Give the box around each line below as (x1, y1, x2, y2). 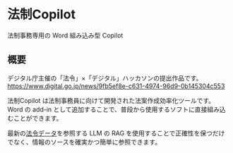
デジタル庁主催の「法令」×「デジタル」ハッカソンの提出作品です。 (7, 73, 203, 82)
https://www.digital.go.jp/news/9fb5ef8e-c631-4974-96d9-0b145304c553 (7, 82, 225, 90)
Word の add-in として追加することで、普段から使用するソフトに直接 (7, 105, 208, 114)
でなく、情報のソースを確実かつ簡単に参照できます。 (7, 137, 161, 146)
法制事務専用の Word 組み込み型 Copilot (7, 31, 124, 39)
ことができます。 (13, 114, 63, 122)
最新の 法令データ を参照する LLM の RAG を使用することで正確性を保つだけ (7, 128, 225, 137)
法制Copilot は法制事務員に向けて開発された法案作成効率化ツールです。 (7, 96, 215, 104)
